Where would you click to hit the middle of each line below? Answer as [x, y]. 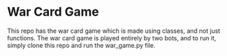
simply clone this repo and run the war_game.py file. [82, 45]
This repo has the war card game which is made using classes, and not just [114, 31]
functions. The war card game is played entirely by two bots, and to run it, [112, 38]
